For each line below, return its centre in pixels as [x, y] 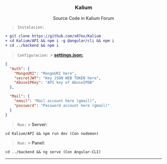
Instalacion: [31, 27]
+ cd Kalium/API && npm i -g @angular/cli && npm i [60, 41]
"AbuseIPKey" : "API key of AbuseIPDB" [54, 83]
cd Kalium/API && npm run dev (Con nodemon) [52, 134]
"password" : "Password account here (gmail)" [62, 105]
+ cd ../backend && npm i [32, 46]
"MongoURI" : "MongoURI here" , [45, 73]
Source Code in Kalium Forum [83, 18]
